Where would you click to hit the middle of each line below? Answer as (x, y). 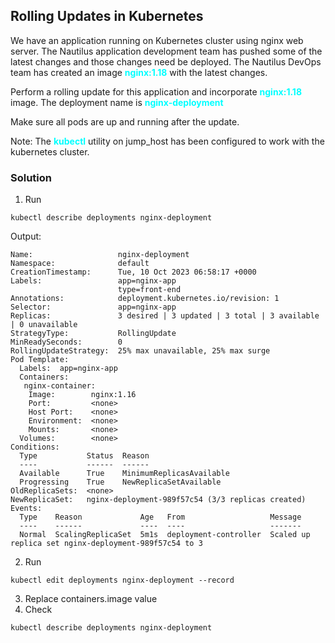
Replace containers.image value (91, 599)
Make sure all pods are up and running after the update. (125, 121)
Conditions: (35, 447)
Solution (31, 177)
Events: (26, 509)
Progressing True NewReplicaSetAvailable (120, 482)
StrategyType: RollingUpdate (93, 334)
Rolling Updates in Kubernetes (107, 16)
